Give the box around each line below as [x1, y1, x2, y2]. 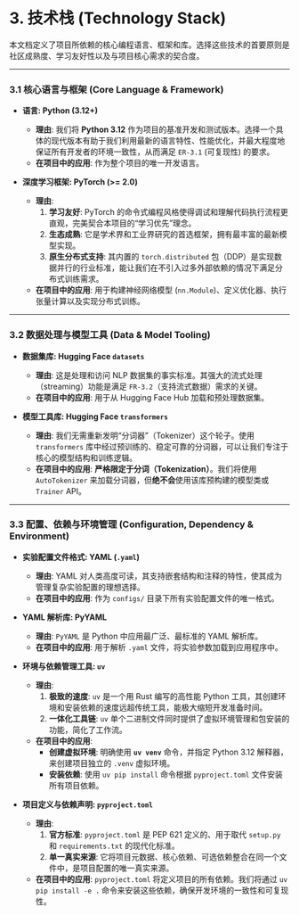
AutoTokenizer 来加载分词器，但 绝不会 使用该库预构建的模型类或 [35, 474, 270, 485]
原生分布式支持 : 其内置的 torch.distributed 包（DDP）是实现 [48, 251, 275, 262]
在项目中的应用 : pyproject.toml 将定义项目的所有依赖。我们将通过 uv [35, 873, 288, 884]
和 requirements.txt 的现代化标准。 [48, 840, 180, 851]
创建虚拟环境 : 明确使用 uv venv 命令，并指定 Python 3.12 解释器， [48, 746, 289, 757]
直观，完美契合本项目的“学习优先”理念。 [48, 218, 197, 228]
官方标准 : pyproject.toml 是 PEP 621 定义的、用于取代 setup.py [48, 828, 281, 839]
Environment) [9, 530, 69, 542]
